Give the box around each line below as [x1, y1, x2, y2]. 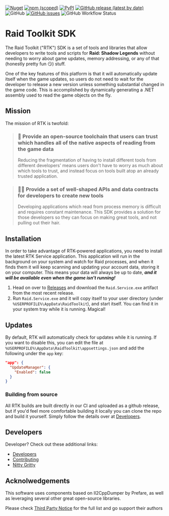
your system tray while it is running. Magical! [12, 306, 106, 312]
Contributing [12, 456, 39, 463]
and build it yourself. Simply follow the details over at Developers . [5, 413, 141, 419]
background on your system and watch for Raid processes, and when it [5, 259, 154, 265]
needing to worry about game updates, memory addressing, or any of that [5, 55, 159, 61]
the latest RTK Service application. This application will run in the [5, 253, 140, 259]
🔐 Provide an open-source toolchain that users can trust [17, 133, 158, 140]
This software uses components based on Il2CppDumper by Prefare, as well [5, 490, 164, 496]
